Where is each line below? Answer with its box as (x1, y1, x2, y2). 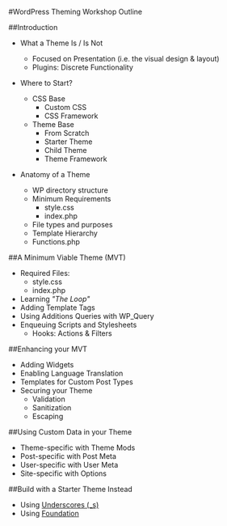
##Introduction (8, 23, 58, 32)
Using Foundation (19, 509, 79, 518)
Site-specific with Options (19, 469, 107, 478)
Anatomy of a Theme (19, 170, 90, 179)
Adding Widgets (19, 360, 74, 369)
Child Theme (44, 146, 87, 155)
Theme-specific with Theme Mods (19, 443, 136, 452)
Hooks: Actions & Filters (32, 329, 112, 338)
